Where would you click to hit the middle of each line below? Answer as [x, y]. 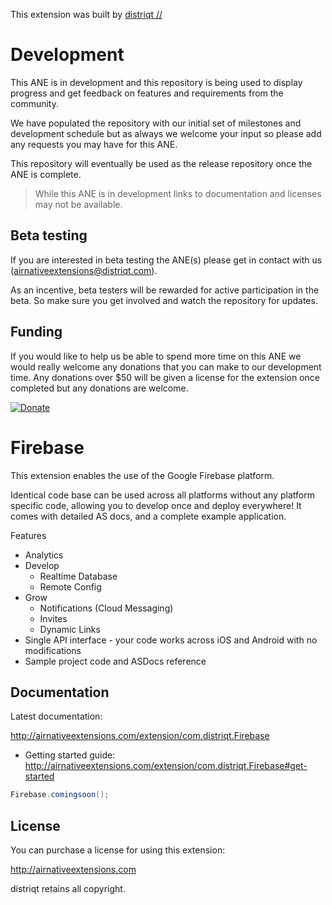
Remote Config [70, 586]
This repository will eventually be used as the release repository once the [161, 163]
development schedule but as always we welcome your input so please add [166, 133]
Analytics [44, 555]
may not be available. [78, 204]
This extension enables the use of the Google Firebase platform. [142, 475]
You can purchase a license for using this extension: [118, 850]
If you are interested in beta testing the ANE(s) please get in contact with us [166, 260]
